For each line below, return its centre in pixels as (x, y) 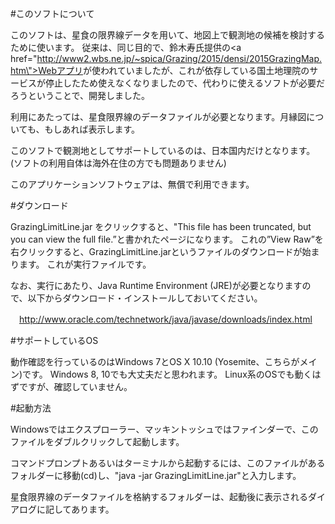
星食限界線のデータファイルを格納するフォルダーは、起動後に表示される (159, 496)
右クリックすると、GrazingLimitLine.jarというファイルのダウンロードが (156, 251)
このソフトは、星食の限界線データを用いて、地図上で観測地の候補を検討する (167, 35)
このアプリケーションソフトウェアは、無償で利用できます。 (132, 184)
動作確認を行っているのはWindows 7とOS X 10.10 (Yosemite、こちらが (155, 361)
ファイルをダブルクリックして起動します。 (97, 441)
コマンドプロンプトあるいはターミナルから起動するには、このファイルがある (168, 463)
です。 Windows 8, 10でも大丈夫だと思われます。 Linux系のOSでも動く (167, 374)
